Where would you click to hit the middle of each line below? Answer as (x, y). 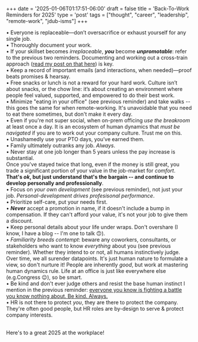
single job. (19, 39)
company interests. (29, 315)
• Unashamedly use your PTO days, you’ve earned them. (75, 139)
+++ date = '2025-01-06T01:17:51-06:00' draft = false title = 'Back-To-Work (98, 9)
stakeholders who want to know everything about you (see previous (88, 246)
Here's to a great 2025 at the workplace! (55, 333)
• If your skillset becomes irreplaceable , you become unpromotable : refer (97, 51)
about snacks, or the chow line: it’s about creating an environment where (94, 89)
